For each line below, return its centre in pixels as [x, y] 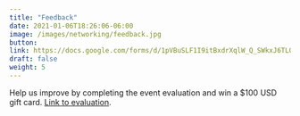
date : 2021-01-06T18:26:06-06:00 [71, 26]
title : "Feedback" [43, 17]
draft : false [33, 59]
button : [24, 42]
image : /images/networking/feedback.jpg [86, 34]
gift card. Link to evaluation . [60, 102]
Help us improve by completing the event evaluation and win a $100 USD [143, 92]
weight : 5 [28, 68]
